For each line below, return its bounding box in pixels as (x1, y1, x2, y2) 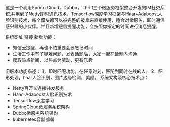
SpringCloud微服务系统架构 (12, 104, 70, 110)
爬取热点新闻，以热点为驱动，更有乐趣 (12, 57, 93, 63)
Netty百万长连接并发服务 (12, 85, 64, 91)
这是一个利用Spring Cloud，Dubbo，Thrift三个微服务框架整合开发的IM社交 (5, 5, 160, 10)
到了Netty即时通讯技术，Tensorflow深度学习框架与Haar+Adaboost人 (20, 11, 163, 17)
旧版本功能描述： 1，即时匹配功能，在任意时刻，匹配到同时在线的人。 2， (5, 68, 159, 74)
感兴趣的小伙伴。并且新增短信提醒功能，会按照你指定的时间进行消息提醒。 (5, 23, 160, 29)
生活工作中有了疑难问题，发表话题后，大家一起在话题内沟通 (12, 51, 137, 57)
